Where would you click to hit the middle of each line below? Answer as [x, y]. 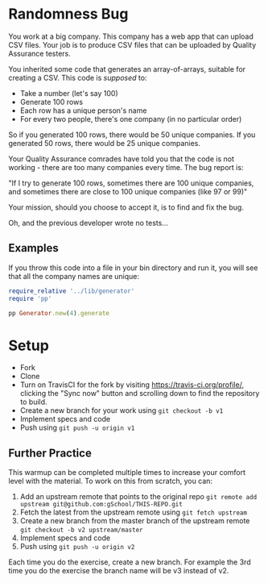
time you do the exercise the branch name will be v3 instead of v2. [119, 571]
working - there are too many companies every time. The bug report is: [126, 167]
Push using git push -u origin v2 [77, 547]
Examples [33, 248]
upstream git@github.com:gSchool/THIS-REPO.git [101, 505]
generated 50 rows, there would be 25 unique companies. [105, 143]
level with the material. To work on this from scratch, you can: [111, 481]
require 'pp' [30, 298]
